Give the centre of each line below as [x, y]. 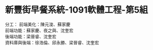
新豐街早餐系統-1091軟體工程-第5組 [76, 10]
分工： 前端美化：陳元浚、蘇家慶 [38, 24]
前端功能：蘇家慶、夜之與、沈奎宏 [39, 30]
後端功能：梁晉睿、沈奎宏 [31, 36]
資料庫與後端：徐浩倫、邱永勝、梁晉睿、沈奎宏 [52, 42]
